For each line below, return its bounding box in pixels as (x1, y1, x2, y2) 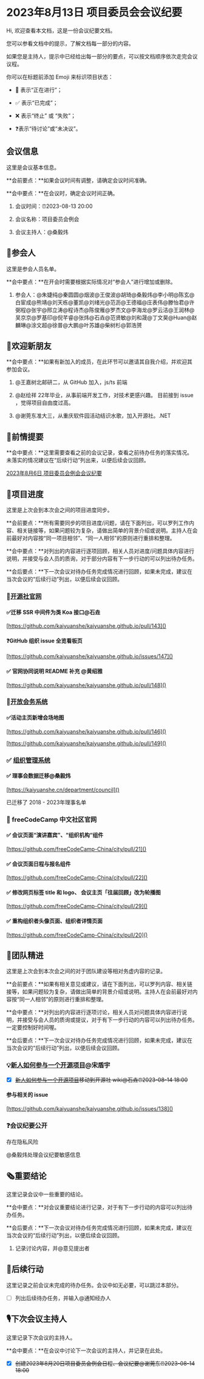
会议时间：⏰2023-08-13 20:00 (15, 202, 93, 210)
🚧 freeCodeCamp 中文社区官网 (6, 815, 97, 824)
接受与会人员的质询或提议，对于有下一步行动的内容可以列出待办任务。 (22, 1016, 198, 1024)
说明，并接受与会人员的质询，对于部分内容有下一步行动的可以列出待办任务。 (6, 555, 198, 562)
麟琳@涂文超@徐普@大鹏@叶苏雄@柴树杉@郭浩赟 (15, 321, 142, 328)
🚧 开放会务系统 (6, 698, 48, 706)
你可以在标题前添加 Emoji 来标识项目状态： (6, 73, 114, 80)
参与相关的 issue (6, 1091, 49, 1099)
